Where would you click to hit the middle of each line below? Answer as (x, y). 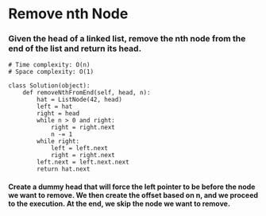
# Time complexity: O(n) (49, 65)
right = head (58, 114)
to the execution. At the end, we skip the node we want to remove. (119, 204)
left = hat (55, 107)
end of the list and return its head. (75, 48)
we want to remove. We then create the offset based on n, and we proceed (133, 195)
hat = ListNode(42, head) (80, 100)
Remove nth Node (68, 14)
